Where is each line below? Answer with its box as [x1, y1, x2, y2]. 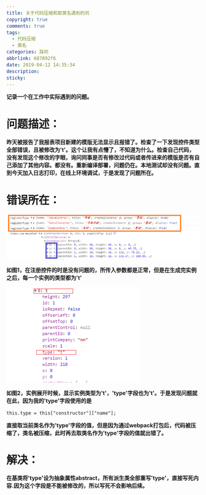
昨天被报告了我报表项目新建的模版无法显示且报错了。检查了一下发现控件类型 [6, 138, 200, 146]
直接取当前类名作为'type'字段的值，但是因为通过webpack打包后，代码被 [6, 421, 191, 429]
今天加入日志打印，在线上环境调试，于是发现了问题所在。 [11, 169, 157, 176]
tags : [6, 30, 20, 36]
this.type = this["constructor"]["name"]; [6, 410, 116, 416]
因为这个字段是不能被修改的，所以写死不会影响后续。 [13, 482, 148, 489]
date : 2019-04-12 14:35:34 [6, 61, 75, 68]
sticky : [6, 74, 26, 81]
